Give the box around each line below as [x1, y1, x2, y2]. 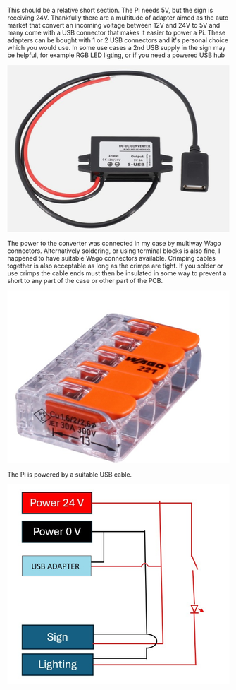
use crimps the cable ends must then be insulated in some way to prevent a [7, 269, 227, 278]
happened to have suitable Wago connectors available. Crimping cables [7, 254, 216, 263]
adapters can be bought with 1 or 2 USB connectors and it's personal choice [7, 36, 229, 44]
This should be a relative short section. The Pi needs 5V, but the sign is [7, 6, 213, 14]
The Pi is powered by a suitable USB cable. [7, 470, 132, 479]
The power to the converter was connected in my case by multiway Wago [7, 239, 221, 248]
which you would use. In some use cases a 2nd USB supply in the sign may [7, 44, 226, 52]
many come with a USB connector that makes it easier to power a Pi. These [7, 28, 226, 37]
